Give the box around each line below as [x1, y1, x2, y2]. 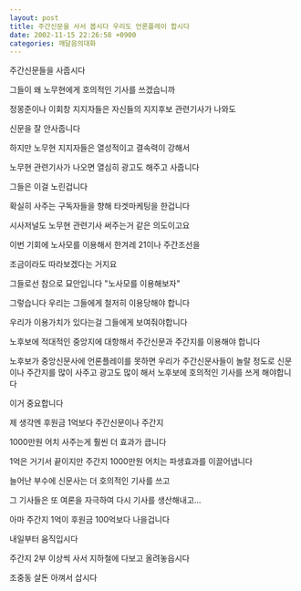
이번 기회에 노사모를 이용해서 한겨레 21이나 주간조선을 [9, 239, 201, 251]
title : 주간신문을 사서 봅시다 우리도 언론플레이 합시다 [9, 22, 190, 31]
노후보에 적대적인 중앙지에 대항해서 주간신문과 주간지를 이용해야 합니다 [9, 337, 261, 347]
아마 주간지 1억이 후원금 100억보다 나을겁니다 [9, 514, 171, 525]
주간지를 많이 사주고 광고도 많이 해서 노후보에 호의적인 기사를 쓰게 [26, 367, 260, 378]
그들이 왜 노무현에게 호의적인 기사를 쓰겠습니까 [9, 84, 176, 96]
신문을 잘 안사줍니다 [9, 123, 80, 134]
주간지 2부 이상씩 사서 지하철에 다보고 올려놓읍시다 [9, 553, 190, 564]
